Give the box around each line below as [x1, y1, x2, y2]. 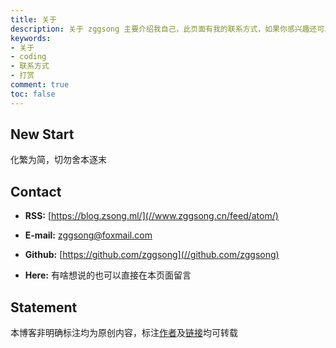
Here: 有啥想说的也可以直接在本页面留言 [24, 269, 192, 281]
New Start [10, 126, 75, 143]
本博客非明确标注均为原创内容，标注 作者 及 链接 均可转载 [10, 327, 238, 339]
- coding [10, 52, 47, 62]
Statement [10, 299, 78, 316]
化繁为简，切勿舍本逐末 [10, 154, 107, 166]
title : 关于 [10, 14, 57, 25]
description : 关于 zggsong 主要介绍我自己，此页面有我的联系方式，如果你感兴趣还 [10, 24, 318, 34]
